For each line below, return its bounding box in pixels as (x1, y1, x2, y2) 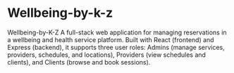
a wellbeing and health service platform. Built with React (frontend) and (7, 35, 214, 44)
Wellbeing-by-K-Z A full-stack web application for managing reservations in (7, 28, 227, 36)
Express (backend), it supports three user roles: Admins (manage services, (7, 43, 226, 51)
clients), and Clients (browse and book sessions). (7, 58, 151, 66)
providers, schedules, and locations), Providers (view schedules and (7, 51, 207, 59)
